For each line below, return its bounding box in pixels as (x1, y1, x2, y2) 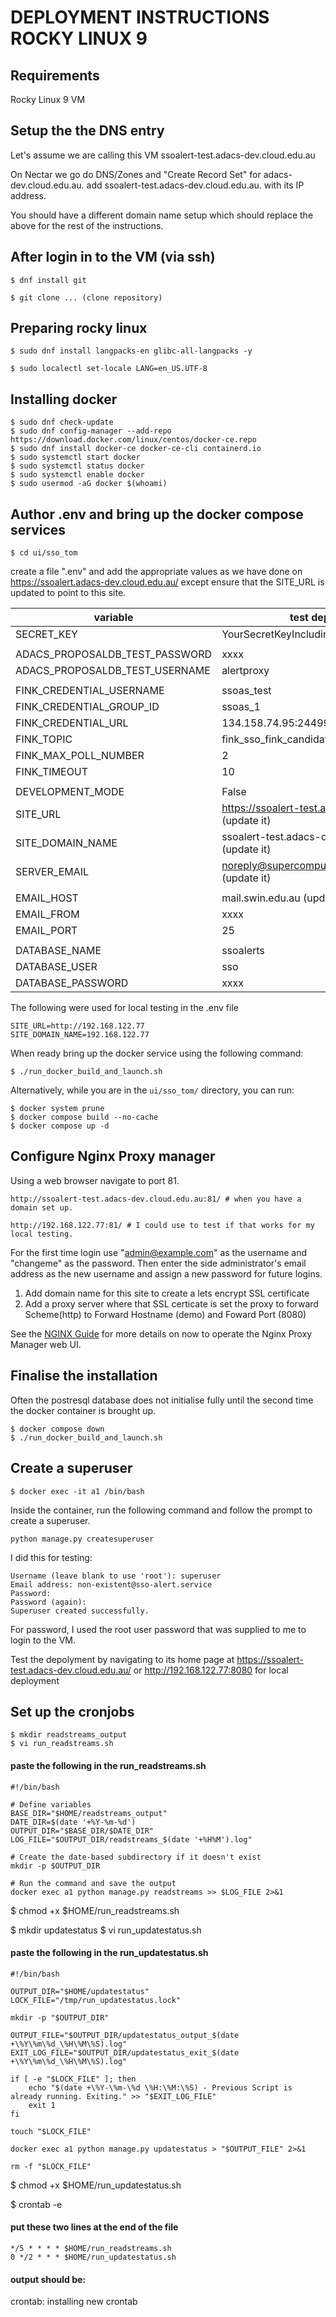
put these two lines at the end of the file (10, 2221, 179, 2233)
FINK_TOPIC (15, 732, 73, 746)
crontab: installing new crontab (10, 2296, 138, 2308)
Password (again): (10, 1597, 87, 1607)
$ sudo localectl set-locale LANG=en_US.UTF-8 (10, 364, 208, 374)
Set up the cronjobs (10, 1703, 135, 1720)
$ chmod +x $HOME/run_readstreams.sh (10, 1904, 180, 1916)
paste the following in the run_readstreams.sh (10, 1759, 207, 1771)
